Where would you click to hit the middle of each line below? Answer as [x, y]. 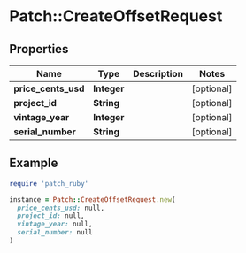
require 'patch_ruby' [49, 183]
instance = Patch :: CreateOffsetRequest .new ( [92, 199]
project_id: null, [51, 216]
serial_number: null [55, 233]
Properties [39, 49]
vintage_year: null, [55, 224]
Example [34, 163]
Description [158, 74]
